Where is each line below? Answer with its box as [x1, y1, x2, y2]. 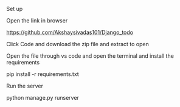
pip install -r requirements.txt [6, 71, 79, 78]
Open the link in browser [6, 17, 68, 24]
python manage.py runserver [6, 94, 79, 101]
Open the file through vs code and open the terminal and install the [6, 52, 175, 60]
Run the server [6, 82, 44, 89]
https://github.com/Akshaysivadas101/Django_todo [6, 29, 134, 36]
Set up [6, 5, 23, 12]
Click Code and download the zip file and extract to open [6, 41, 149, 47]
